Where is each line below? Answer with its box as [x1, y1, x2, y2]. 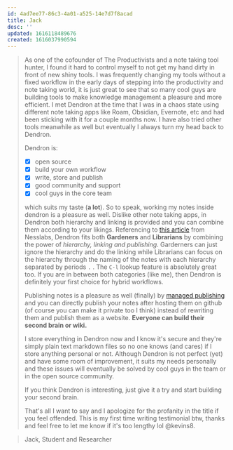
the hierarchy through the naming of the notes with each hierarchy [24, 256, 216, 264]
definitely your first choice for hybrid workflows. [24, 278, 164, 286]
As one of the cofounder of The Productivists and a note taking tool [24, 55, 219, 64]
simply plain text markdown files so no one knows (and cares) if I [24, 342, 212, 351]
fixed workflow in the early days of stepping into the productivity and [24, 78, 224, 86]
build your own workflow [34, 166, 106, 174]
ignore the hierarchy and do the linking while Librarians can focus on [24, 248, 223, 256]
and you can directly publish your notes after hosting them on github [24, 299, 223, 307]
